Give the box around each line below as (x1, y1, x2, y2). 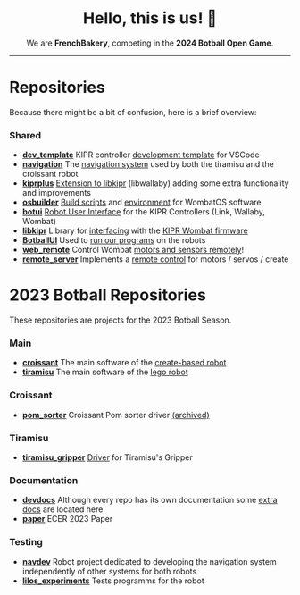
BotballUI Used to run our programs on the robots (21, 235, 206, 246)
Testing (9, 536, 43, 549)
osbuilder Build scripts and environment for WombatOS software (21, 197, 262, 208)
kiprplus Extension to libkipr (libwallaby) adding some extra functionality (21, 178, 289, 189)
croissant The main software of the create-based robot (21, 357, 227, 368)
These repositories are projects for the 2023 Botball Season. (9, 314, 232, 325)
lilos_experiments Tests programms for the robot (21, 575, 204, 586)
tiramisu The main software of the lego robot (21, 366, 189, 378)
